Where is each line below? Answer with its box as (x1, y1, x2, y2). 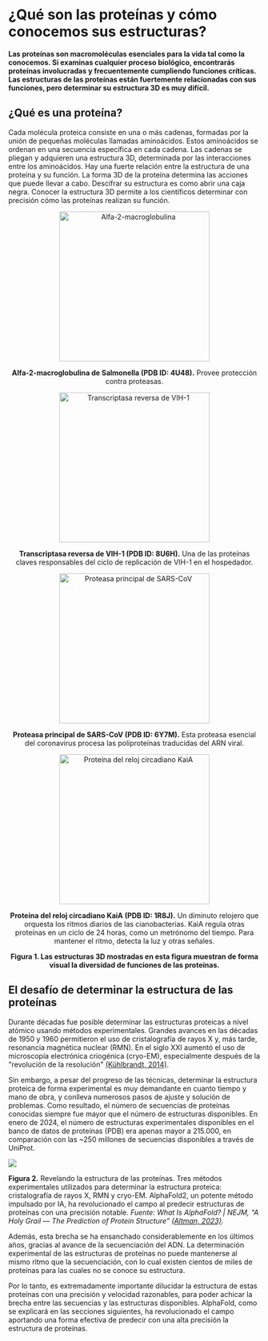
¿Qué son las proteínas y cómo (8, 6, 218, 24)
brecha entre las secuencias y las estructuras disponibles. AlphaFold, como (8, 1298, 258, 1307)
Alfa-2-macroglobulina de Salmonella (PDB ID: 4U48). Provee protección (11, 368, 258, 377)
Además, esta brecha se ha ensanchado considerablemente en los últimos (8, 1231, 254, 1241)
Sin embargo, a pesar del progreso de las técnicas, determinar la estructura (8, 1075, 258, 1084)
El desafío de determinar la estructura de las (8, 984, 234, 997)
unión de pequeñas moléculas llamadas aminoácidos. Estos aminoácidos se (8, 136, 258, 146)
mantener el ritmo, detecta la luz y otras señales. (54, 936, 215, 945)
